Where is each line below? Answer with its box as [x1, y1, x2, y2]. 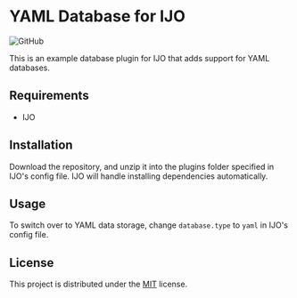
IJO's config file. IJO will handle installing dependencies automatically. [9, 171, 268, 181]
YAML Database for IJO [9, 6, 186, 27]
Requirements [9, 88, 89, 103]
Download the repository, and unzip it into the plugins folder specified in [9, 161, 275, 172]
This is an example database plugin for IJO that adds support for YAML [9, 52, 270, 63]
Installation [9, 138, 73, 153]
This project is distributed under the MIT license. [9, 278, 188, 290]
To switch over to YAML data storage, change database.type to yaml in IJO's [9, 220, 288, 230]
